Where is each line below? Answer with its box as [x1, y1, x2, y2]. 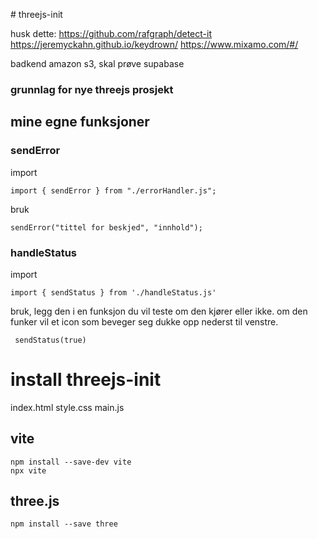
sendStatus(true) [14, 335, 87, 345]
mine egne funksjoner [10, 114, 150, 131]
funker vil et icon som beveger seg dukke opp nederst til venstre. [10, 315, 279, 328]
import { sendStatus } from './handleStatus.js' [10, 287, 217, 298]
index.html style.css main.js [10, 401, 125, 413]
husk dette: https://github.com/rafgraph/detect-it [10, 28, 212, 39]
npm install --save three [10, 519, 118, 529]
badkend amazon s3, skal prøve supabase [10, 58, 185, 69]
